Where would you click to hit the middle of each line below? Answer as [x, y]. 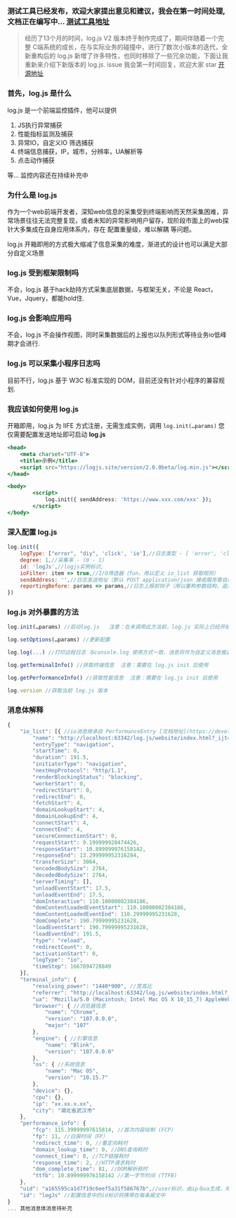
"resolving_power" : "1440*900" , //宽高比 [92, 986]
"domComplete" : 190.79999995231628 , [86, 921]
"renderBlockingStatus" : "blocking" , [87, 777]
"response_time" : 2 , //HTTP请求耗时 [84, 1162]
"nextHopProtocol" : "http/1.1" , [80, 771]
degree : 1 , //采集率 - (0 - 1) [63, 560]
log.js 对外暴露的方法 [43, 612]
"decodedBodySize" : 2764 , [71, 875]
